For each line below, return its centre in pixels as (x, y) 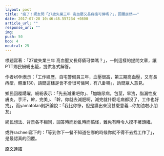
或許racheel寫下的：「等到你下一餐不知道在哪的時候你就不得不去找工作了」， (81, 132)
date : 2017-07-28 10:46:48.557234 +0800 (47, 19)
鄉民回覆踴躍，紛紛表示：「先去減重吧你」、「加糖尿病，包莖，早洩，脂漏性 (79, 93)
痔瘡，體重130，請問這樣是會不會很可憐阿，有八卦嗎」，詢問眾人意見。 (76, 83)
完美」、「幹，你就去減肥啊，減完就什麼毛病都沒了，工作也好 (99, 99)
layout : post (18, 10)
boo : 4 (12, 41)
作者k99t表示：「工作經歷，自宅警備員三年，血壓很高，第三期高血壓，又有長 (81, 77)
